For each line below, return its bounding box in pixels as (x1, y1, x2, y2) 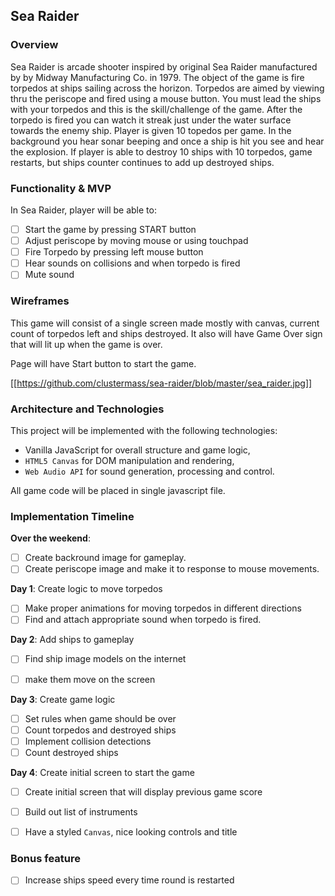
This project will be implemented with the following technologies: (10, 424, 278, 436)
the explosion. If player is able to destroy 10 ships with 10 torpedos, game (10, 145, 313, 158)
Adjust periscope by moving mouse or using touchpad (24, 235, 249, 247)
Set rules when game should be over (24, 712, 177, 724)
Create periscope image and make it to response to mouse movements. (24, 563, 320, 575)
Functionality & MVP (10, 181, 112, 195)
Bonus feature (10, 851, 82, 865)
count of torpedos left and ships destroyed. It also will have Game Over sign (10, 327, 323, 339)
